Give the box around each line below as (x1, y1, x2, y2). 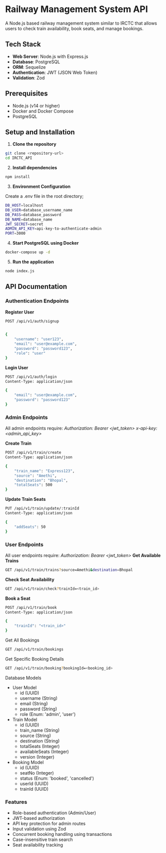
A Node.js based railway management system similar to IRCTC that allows (5, 20, 157, 26)
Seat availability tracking (12, 842, 63, 848)
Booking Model (12, 759, 44, 765)
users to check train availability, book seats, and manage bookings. (5, 25, 143, 31)
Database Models (5, 675, 41, 681)
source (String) (19, 732, 51, 738)
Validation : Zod (12, 74, 45, 81)
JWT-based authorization (12, 815, 65, 821)
